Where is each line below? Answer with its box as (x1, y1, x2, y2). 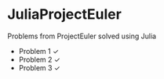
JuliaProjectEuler (7, 5, 122, 23)
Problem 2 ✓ (18, 55, 60, 64)
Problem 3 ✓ (18, 63, 60, 72)
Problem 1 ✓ (18, 46, 60, 56)
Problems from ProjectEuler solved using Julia (7, 31, 157, 41)
